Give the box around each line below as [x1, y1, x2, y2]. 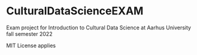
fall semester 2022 [6, 30, 53, 37]
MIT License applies [6, 42, 56, 49]
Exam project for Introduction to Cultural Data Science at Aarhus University [6, 24, 192, 31]
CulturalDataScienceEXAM [6, 4, 144, 18]
